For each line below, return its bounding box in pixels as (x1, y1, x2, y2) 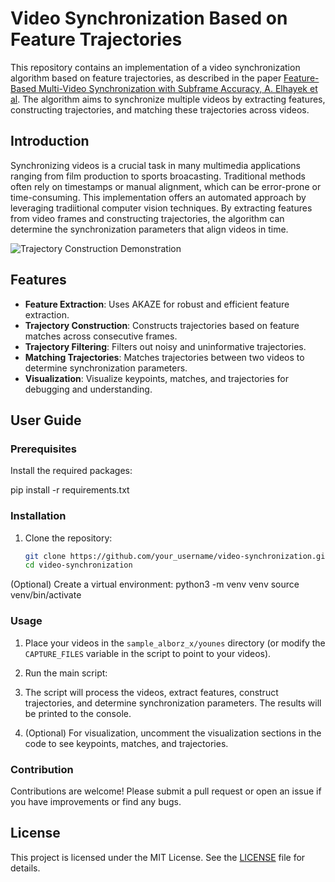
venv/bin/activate (10, 589, 82, 601)
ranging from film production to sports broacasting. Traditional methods (10, 170, 306, 182)
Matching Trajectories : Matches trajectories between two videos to (24, 351, 305, 363)
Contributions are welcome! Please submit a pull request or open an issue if (10, 785, 322, 797)
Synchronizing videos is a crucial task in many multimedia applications (10, 159, 301, 171)
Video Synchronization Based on (10, 7, 288, 30)
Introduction (10, 133, 90, 150)
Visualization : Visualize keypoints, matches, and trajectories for (24, 372, 290, 384)
